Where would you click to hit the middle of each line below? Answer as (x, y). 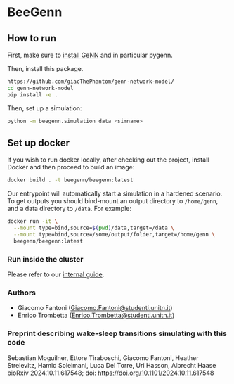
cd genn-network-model (40, 88)
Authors (22, 293)
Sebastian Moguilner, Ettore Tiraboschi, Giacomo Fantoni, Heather (103, 358)
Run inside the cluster (45, 259)
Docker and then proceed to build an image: (71, 167)
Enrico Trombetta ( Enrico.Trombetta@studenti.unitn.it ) (96, 315)
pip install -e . (33, 95)
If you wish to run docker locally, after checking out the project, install (108, 160)
